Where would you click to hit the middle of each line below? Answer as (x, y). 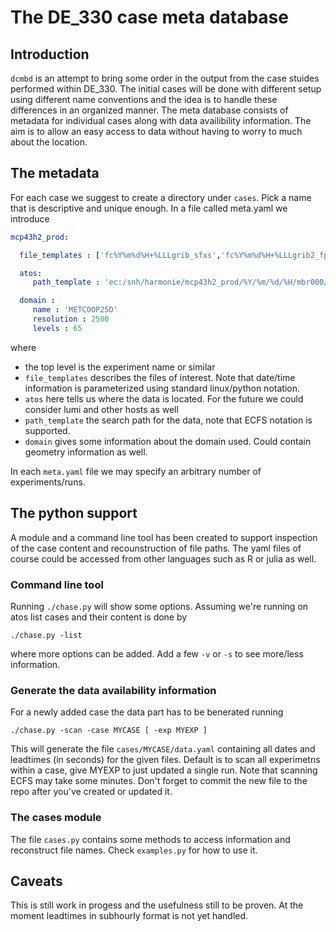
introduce (30, 218)
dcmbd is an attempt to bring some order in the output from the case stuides (165, 78)
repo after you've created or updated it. (91, 792)
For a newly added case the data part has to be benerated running (147, 712)
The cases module (56, 818)
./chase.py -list (46, 635)
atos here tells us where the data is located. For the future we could (164, 398)
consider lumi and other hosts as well (101, 409)
